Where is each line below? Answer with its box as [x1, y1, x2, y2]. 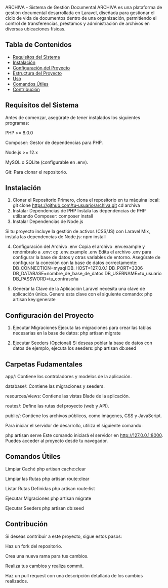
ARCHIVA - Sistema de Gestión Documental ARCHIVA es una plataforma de [5, 5, 162, 10]
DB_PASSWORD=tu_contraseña [12, 276, 79, 282]
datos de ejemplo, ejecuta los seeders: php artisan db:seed [12, 345, 137, 351]
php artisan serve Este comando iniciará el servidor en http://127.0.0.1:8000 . [5, 432, 163, 438]
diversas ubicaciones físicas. [5, 26, 66, 32]
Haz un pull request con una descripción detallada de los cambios [5, 572, 143, 578]
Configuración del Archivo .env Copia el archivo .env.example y [12, 243, 145, 250]
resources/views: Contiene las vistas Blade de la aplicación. [5, 393, 130, 399]
